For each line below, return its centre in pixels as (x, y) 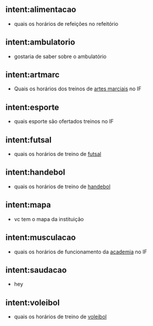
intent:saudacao (36, 270)
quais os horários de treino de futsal (57, 154)
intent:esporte (32, 107)
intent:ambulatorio (40, 43)
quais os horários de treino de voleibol (60, 317)
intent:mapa (28, 205)
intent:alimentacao (41, 10)
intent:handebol (35, 172)
